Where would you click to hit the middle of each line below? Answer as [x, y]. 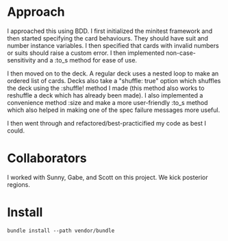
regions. [19, 184]
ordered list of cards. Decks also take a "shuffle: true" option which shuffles [114, 80]
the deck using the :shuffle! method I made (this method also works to [106, 88]
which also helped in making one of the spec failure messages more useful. [114, 110]
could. [16, 130]
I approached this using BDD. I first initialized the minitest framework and [110, 31]
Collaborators [47, 158]
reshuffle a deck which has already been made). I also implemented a [105, 95]
